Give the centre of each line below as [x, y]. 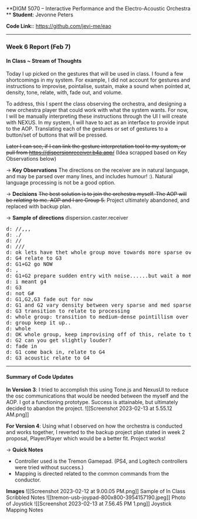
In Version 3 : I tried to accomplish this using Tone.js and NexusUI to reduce [97, 390]
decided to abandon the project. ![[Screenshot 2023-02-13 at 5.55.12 [89, 408]
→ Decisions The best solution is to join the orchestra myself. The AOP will [96, 194]
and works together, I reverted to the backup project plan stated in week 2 [96, 432]
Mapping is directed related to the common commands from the [92, 474]
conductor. [28, 480]
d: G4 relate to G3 [34, 258]
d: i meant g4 [26, 282]
